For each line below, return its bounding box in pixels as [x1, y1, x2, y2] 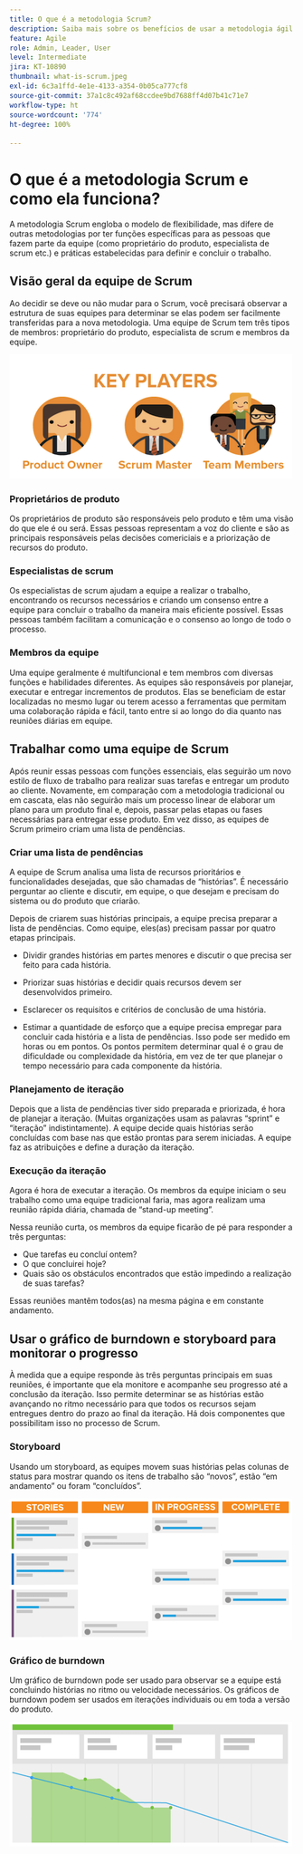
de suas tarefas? [22, 1278, 85, 1289]
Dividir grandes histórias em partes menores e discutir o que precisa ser [22, 950, 292, 961]
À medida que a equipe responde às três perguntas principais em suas [9, 1369, 273, 1381]
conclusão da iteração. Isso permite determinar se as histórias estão [9, 1389, 264, 1400]
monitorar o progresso [9, 1346, 138, 1361]
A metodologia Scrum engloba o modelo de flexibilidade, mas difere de [9, 218, 274, 230]
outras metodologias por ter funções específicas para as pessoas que [9, 228, 271, 239]
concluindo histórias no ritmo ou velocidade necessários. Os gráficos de [9, 1684, 279, 1695]
